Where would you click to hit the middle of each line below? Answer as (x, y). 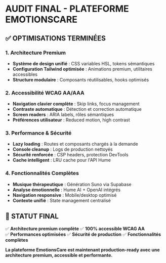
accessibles (25, 74)
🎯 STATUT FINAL (32, 216)
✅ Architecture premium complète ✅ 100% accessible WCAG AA (75, 229)
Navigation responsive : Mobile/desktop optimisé (65, 195)
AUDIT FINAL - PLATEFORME (67, 9)
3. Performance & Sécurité (38, 133)
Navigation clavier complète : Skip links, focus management (76, 104)
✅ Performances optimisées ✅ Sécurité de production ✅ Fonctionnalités (83, 234)
